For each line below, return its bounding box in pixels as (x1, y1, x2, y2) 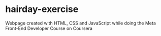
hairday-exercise (5, 3, 79, 15)
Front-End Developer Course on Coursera (5, 25, 93, 31)
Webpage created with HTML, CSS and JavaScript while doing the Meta (5, 20, 156, 26)
